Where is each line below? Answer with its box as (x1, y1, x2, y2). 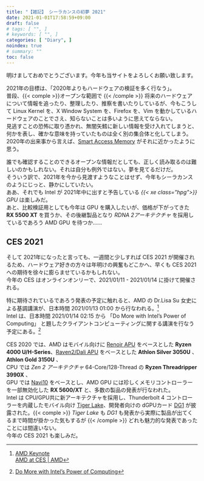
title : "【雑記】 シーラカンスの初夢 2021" (6, 9, 106, 15)
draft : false (6, 20, 39, 26)
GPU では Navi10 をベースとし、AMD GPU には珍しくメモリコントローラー (6, 378, 193, 386)
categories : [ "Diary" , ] (6, 37, 72, 43)
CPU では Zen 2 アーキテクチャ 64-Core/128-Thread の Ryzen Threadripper (6, 363, 197, 370)
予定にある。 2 (6, 327, 41, 335)
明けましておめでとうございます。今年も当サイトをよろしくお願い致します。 (6, 71, 197, 79)
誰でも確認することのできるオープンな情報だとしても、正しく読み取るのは (6, 158, 192, 165)
